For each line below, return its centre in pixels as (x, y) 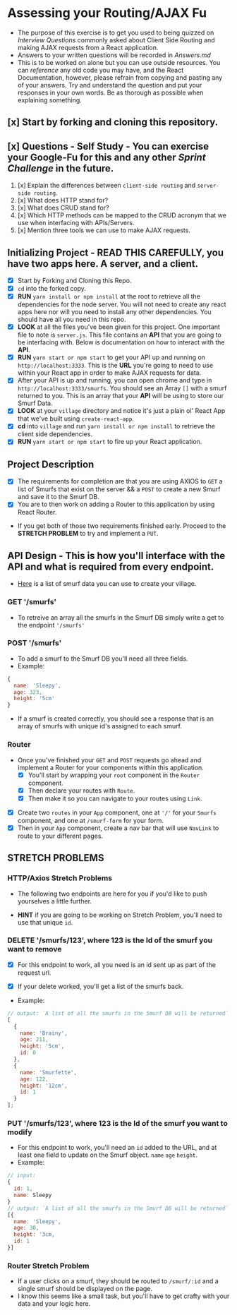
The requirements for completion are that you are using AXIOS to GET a (120, 481)
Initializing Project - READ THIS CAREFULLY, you (116, 252)
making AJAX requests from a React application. (88, 47)
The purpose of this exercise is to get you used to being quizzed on (116, 32)
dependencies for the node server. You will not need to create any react (122, 304)
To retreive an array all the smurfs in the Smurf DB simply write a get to (121, 617)
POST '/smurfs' (35, 643)
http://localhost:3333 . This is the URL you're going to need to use (115, 366)
